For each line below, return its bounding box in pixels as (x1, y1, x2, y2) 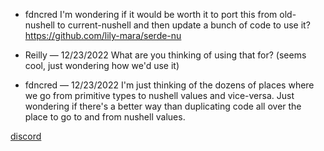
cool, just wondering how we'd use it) (24, 60, 180, 71)
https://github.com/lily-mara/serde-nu (24, 30, 182, 41)
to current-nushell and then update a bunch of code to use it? (56, 19, 311, 31)
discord (10, 130, 42, 142)
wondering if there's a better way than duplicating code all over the (24, 100, 302, 112)
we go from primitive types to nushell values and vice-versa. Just (24, 90, 295, 101)
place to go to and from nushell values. (24, 111, 186, 123)
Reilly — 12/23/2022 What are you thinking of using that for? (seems (24, 49, 307, 61)
